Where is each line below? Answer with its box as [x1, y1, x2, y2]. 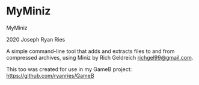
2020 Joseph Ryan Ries [6, 36, 66, 43]
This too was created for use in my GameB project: [6, 65, 132, 73]
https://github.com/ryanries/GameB [6, 72, 94, 79]
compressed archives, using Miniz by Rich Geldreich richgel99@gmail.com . [6, 54, 194, 61]
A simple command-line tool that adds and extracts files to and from [6, 47, 175, 55]
